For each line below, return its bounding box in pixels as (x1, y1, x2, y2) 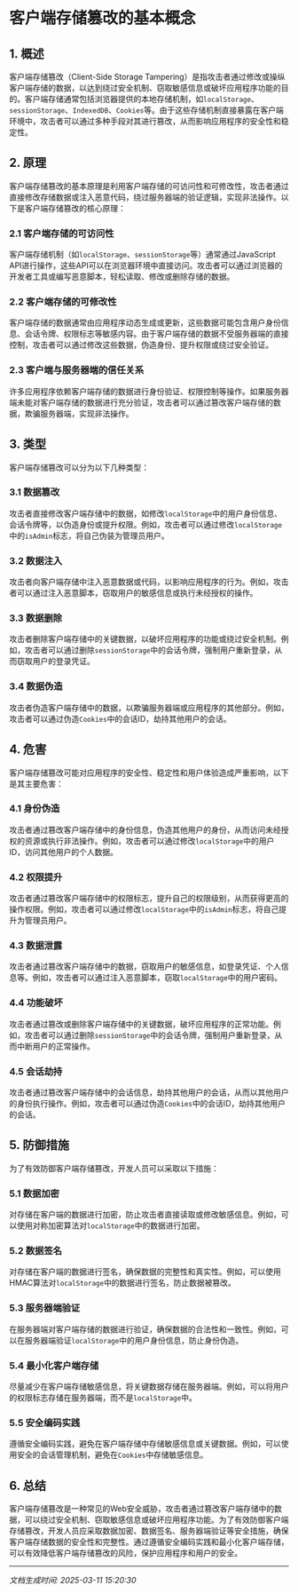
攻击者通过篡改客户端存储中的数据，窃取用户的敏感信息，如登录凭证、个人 (9, 961, 281, 972)
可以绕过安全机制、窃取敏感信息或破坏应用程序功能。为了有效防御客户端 (24, 1515, 289, 1526)
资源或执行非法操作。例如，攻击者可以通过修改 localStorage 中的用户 (24, 836, 275, 846)
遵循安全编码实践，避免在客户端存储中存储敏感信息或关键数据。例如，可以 (9, 1438, 281, 1449)
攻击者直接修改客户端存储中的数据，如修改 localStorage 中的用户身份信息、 (9, 508, 282, 519)
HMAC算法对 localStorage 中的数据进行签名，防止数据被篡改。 (9, 1278, 237, 1288)
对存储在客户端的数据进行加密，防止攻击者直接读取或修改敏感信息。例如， (9, 1209, 281, 1220)
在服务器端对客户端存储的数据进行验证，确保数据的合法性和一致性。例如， (9, 1324, 281, 1335)
